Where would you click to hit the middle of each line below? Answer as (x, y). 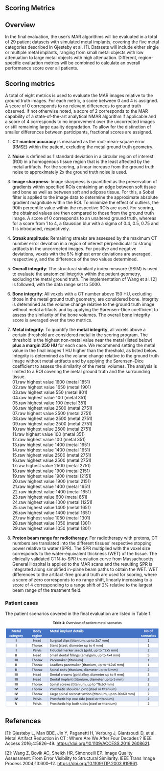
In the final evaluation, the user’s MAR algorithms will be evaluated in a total (81, 37)
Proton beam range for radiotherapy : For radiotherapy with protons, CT (85, 538)
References (23, 721)
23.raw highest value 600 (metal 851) (50, 497)
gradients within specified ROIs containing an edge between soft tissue (84, 187)
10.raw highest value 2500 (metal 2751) (52, 429)
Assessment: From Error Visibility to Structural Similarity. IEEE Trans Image (80, 758)
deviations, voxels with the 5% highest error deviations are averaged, (82, 254)
